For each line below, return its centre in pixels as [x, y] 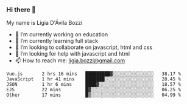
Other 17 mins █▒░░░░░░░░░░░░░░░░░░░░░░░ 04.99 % [94, 95]
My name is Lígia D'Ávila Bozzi [44, 23]
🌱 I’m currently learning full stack [57, 41]
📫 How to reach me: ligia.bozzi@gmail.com [70, 60]
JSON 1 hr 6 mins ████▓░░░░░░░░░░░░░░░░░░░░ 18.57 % [94, 85]
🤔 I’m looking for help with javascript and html [72, 54]
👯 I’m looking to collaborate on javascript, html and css [84, 47]
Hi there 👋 [21, 10]
